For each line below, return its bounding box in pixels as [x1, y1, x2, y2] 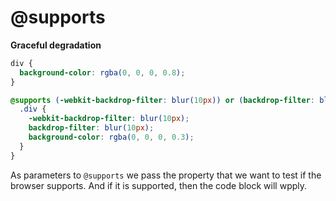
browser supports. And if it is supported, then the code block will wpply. [10, 179, 308, 191]
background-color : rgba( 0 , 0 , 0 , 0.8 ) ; [19, 67, 186, 78]
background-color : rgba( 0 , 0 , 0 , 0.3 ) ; [28, 132, 195, 143]
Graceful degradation [10, 39, 102, 51]
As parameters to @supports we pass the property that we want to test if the [10, 169, 322, 181]
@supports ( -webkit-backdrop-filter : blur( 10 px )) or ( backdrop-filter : [10, 95, 315, 105]
